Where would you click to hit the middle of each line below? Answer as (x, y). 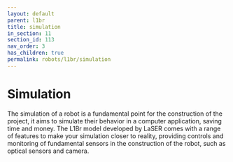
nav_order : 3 (26, 46)
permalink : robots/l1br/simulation (59, 60)
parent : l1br (26, 20)
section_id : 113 (31, 40)
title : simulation (34, 27)
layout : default (31, 14)
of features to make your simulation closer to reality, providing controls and (115, 136)
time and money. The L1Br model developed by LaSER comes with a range (114, 128)
